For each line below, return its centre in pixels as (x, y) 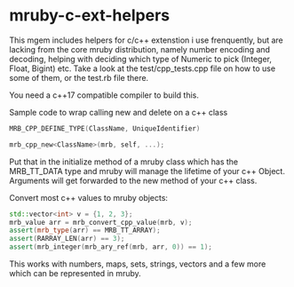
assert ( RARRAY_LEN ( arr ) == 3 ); (67, 239)
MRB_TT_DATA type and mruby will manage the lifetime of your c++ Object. (147, 171)
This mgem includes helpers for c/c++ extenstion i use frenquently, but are (147, 40)
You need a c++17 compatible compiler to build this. (104, 95)
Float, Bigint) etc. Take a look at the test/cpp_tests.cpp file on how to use (143, 68)
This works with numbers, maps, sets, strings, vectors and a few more (138, 264)
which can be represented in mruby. (75, 274)
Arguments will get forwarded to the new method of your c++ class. (133, 180)
